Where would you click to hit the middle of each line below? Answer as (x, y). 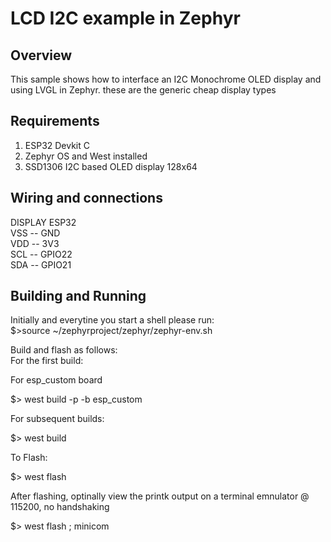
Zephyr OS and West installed (86, 156)
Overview (41, 55)
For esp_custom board (56, 380)
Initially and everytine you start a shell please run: (112, 320)
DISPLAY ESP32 (43, 222)
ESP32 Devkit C (57, 145)
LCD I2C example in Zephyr (125, 18)
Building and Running (78, 296)
